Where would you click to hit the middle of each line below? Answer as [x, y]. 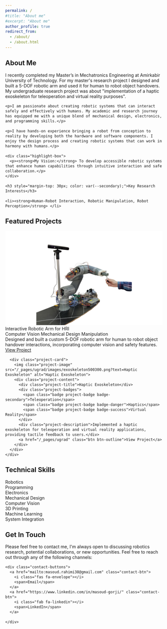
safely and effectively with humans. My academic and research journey [81, 111]
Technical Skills [30, 470]
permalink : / [19, 10]
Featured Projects [33, 222]
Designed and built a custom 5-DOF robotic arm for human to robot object [81, 339]
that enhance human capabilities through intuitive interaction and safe [84, 166]
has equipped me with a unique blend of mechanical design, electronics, [84, 116]
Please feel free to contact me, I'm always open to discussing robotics [77, 547]
